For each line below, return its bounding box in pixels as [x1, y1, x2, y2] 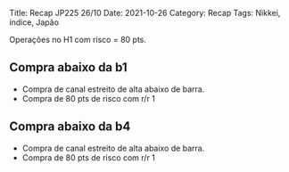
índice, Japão [9, 17, 60, 28]
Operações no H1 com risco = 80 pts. [9, 35, 147, 45]
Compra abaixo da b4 [9, 119, 131, 135]
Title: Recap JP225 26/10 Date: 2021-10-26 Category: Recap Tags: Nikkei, [9, 8, 281, 18]
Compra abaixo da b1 [9, 60, 128, 75]
